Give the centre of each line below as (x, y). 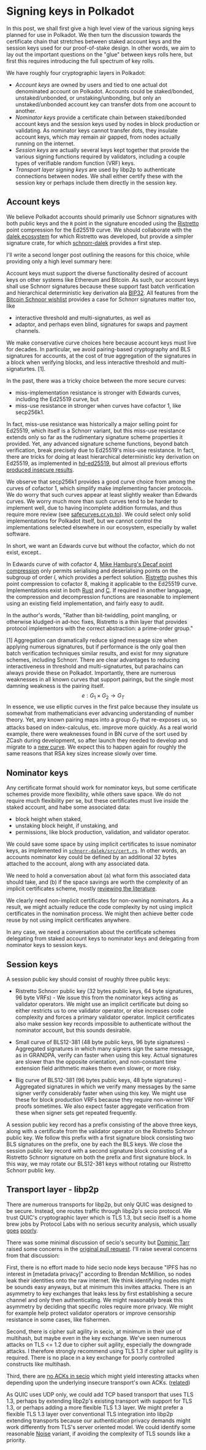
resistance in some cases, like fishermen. (59, 1319)
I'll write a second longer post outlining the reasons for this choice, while (98, 255)
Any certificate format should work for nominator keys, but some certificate (102, 788)
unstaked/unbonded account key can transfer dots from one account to (106, 104)
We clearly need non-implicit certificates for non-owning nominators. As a (100, 900)
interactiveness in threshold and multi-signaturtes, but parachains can (95, 666)
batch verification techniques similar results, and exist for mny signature (97, 653)
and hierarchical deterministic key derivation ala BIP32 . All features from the (102, 292)
